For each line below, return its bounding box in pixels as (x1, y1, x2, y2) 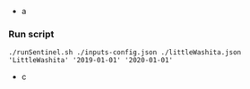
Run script (8, 28, 55, 40)
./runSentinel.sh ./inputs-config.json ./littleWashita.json (8, 48, 242, 57)
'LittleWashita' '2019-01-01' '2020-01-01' (8, 56, 174, 65)
